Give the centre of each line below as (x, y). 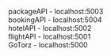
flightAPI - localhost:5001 (50, 36)
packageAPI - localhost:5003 (56, 11)
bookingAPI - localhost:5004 (55, 20)
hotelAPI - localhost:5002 (50, 28)
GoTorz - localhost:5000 (48, 45)
